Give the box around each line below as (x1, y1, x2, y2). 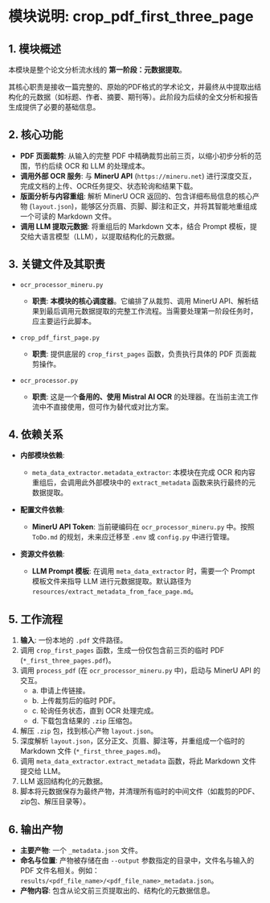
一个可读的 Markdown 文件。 (19, 211, 117, 221)
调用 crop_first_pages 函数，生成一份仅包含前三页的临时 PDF (19, 646, 225, 655)
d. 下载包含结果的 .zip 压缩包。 (31, 716, 137, 726)
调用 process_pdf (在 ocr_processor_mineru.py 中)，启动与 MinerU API (19, 666, 252, 676)
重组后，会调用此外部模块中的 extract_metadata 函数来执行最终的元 (31, 477, 256, 488)
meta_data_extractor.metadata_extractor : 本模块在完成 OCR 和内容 (31, 468, 256, 477)
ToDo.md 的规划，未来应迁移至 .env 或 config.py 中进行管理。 (31, 532, 235, 542)
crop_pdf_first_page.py (19, 334, 100, 342)
